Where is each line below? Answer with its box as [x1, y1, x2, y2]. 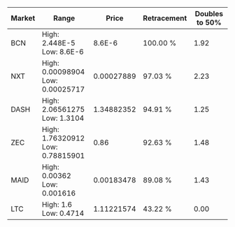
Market [10, 13, 36, 23]
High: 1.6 [41, 200, 72, 209]
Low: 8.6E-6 [41, 47, 84, 57]
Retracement [143, 13, 187, 23]
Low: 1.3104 [41, 113, 85, 123]
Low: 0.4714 [41, 209, 85, 218]
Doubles [194, 9, 224, 18]
